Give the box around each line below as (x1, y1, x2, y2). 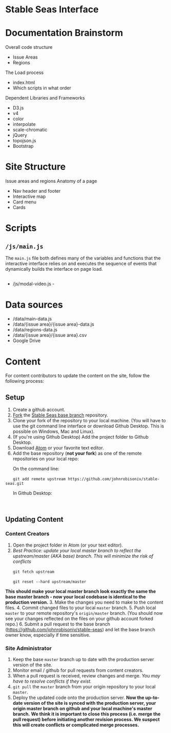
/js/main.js (5, 242, 44, 250)
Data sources (5, 299, 63, 310)
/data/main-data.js (12, 316, 52, 322)
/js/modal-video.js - (12, 281, 55, 287)
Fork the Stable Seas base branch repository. (12, 412, 109, 418)
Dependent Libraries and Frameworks (5, 95, 85, 101)
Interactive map (12, 194, 46, 200)
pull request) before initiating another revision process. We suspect (12, 717, 160, 723)
